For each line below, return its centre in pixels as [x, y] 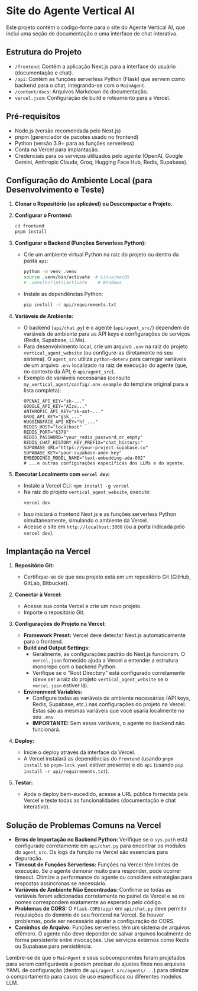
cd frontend [29, 226]
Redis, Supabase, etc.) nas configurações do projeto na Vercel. [109, 704]
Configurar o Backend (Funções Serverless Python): [80, 243]
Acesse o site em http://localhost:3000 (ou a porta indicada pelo [104, 527]
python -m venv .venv [50, 272]
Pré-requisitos [33, 116]
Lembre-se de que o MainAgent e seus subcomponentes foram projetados [96, 958]
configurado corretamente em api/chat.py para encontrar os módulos [100, 846]
